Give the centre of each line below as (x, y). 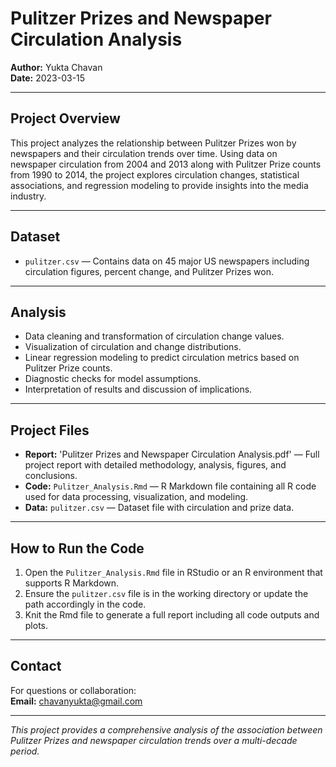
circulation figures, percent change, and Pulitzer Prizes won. (149, 271)
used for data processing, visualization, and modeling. (136, 497)
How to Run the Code (77, 548)
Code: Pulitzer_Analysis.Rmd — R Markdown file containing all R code (170, 486)
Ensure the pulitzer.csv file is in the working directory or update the (166, 593)
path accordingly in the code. (85, 604)
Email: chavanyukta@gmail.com (76, 701)
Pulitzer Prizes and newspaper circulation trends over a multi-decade (154, 740)
